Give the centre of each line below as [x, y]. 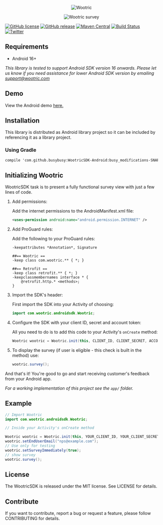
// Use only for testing [30, 446]
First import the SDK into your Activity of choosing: [63, 305]
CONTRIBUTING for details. [33, 519]
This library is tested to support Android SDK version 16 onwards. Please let [81, 68]
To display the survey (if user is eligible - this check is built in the [77, 350]
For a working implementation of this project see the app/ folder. [69, 388]
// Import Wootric [24, 415]
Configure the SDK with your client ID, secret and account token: [77, 323]
